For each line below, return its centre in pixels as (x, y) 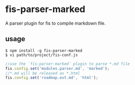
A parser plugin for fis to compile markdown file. (56, 23)
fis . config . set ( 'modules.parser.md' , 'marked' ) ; (57, 68)
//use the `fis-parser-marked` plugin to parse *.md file (67, 64)
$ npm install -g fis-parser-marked (44, 51)
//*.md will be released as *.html (43, 73)
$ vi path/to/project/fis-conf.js (42, 55)
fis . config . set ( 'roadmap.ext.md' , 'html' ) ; (52, 78)
